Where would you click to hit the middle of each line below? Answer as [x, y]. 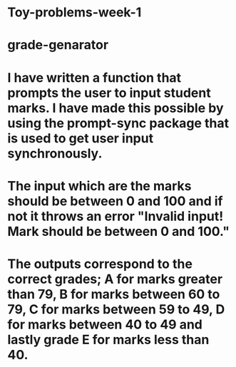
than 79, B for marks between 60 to [114, 294]
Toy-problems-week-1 [75, 12]
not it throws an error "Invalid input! [116, 216]
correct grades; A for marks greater [115, 279]
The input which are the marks [99, 186]
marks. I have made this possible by [116, 108]
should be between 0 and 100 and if [115, 201]
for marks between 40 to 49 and [105, 324]
